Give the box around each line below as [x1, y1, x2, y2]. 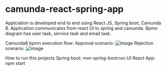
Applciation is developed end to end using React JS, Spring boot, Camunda [5, 20, 161, 26]
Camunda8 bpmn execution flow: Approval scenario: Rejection [5, 40, 154, 46]
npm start [5, 60, 26, 66]
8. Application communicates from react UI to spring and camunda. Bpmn [5, 25, 158, 31]
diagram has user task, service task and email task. [5, 30, 112, 36]
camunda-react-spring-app [5, 3, 124, 15]
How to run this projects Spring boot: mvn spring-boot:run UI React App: [5, 55, 155, 61]
